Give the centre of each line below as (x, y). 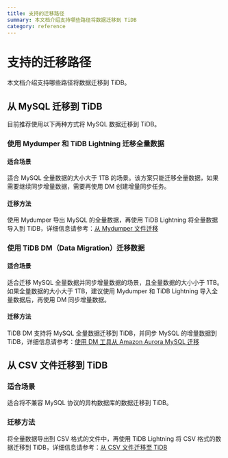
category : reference (37, 26)
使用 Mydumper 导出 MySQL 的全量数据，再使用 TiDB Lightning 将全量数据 (113, 220)
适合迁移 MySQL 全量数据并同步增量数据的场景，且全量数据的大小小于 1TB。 (115, 282)
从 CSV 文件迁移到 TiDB (58, 366)
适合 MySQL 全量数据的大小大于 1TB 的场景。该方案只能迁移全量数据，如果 (113, 178)
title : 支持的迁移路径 (36, 13)
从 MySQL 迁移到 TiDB (55, 106)
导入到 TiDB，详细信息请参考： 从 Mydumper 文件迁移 (83, 229)
